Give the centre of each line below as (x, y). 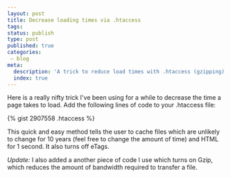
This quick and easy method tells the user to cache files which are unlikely (113, 132)
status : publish (31, 33)
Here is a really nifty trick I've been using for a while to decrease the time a (114, 98)
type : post (23, 39)
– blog (20, 59)
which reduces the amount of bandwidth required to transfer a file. (102, 168)
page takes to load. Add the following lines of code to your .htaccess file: (112, 105)
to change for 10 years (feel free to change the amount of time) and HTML (113, 139)
